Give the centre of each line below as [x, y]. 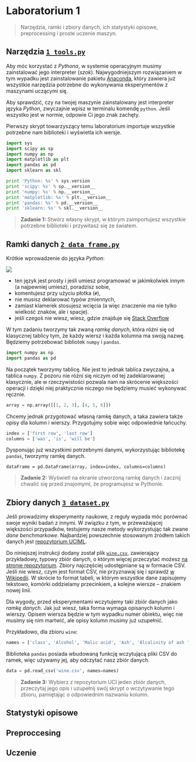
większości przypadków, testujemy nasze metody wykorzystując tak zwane [97, 529]
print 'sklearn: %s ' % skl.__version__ [55, 208]
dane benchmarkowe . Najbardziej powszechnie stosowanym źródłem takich [98, 535]
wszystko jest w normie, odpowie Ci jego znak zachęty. [73, 114]
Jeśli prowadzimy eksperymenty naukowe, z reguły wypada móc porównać [97, 517]
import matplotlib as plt [37, 160]
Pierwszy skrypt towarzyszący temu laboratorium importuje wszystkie [91, 126]
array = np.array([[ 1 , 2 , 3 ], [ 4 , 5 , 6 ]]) [59, 405]
